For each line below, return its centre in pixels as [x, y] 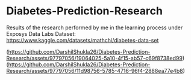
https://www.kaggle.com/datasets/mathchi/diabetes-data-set [83, 40]
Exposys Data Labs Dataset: [41, 33]
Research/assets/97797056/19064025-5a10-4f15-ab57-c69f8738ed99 [94, 58]
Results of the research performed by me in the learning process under [95, 27]
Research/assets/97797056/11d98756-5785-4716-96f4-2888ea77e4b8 [95, 70]
